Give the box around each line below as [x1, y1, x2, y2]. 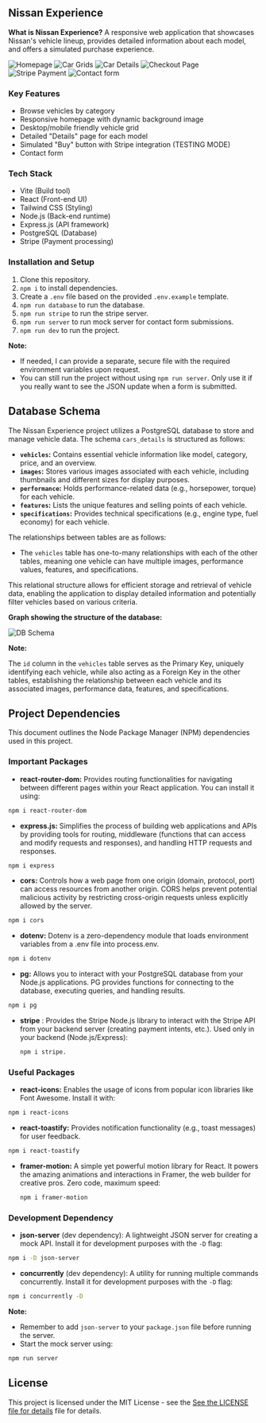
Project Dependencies [8, 706, 121, 720]
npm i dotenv [8, 955, 52, 963]
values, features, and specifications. [19, 564, 139, 574]
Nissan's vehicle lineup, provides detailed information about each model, [8, 36, 246, 45]
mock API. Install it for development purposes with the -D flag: [19, 1239, 223, 1248]
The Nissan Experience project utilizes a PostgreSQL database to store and [8, 425, 254, 435]
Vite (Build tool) [19, 186, 71, 195]
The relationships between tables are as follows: [8, 532, 167, 542]
